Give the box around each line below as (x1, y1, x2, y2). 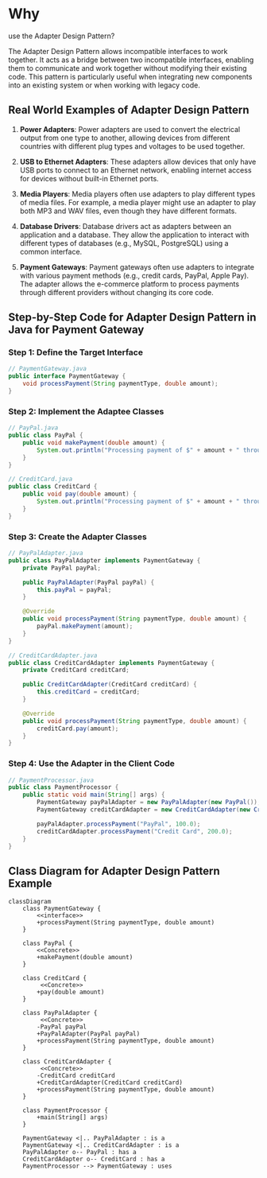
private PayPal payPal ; (22, 564, 102, 572)
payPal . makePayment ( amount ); (37, 622, 133, 631)
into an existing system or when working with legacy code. (8, 80, 200, 90)
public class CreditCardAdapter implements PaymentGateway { (8, 659, 215, 667)
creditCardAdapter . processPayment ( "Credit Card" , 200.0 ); (37, 827, 233, 835)
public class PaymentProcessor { (8, 783, 119, 791)
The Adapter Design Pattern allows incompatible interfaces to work (8, 46, 228, 56)
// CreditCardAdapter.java (8, 651, 98, 659)
